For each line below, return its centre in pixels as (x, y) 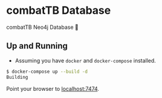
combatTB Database (59, 11)
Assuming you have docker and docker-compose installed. (85, 60)
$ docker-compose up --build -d (47, 72)
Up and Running (37, 46)
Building (17, 77)
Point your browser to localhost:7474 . (53, 88)
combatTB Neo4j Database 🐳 (42, 27)
